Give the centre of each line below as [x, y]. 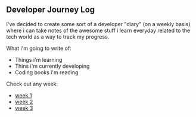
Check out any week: [32, 84]
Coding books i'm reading [46, 72]
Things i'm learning [38, 59]
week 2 [24, 102]
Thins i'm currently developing [52, 66]
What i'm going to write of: [39, 48]
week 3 [24, 108]
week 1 [23, 95]
